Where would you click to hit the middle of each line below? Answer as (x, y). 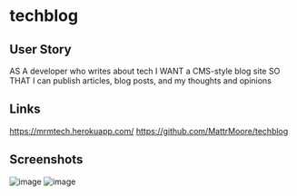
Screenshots (46, 160)
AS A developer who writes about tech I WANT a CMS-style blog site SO (145, 71)
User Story (40, 49)
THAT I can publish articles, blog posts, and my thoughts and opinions (141, 81)
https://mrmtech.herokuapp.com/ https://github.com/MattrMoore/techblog (149, 131)
